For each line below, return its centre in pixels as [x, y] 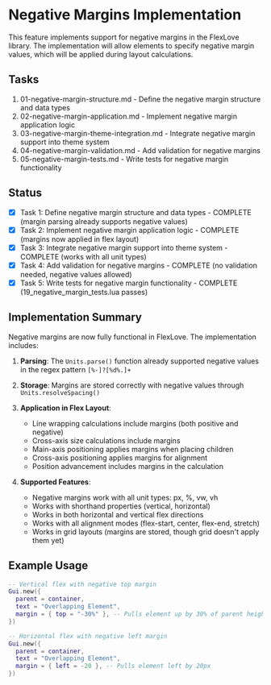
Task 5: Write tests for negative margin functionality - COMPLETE [129, 283]
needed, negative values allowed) [76, 274]
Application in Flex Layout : [65, 408]
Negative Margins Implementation [125, 15]
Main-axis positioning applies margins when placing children [133, 449]
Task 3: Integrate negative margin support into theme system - [124, 247]
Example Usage [48, 566]
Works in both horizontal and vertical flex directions [118, 514]
